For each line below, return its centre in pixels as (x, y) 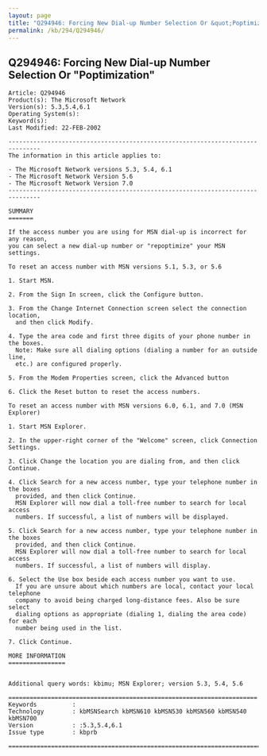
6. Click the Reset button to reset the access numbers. (104, 392)
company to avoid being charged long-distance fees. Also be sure (128, 600)
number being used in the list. (69, 628)
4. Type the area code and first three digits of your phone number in (129, 337)
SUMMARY (21, 211)
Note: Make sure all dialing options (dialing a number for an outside (137, 350)
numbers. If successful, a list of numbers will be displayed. (122, 517)
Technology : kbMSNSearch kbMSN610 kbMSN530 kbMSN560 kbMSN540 (128, 712)
